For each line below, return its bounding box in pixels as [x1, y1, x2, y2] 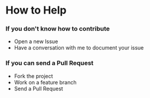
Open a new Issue [14, 38, 58, 45]
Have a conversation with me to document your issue [14, 44, 144, 51]
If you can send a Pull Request [5, 59, 94, 67]
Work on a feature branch [14, 79, 77, 86]
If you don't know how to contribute [5, 25, 110, 33]
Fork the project [14, 72, 54, 80]
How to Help [5, 4, 67, 17]
